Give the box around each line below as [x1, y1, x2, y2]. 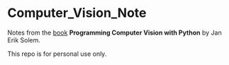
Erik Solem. [7, 35, 41, 44]
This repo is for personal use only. [7, 49, 107, 58]
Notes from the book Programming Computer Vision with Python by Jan [7, 28, 222, 37]
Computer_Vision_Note [7, 5, 147, 21]
